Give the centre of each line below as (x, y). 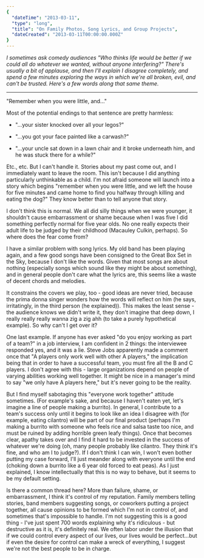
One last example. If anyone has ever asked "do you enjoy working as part (99, 337)
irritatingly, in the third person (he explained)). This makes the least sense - (100, 306)
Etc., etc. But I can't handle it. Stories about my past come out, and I (91, 166)
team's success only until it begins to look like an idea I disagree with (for (98, 413)
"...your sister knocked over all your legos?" (70, 125)
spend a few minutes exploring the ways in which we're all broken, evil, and (101, 77)
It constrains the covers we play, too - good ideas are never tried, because (100, 293)
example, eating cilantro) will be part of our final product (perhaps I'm (93, 420)
